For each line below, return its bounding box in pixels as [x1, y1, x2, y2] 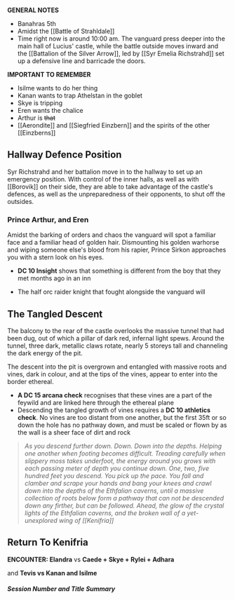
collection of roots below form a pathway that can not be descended [24, 493, 224, 502]
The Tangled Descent [7, 308, 103, 320]
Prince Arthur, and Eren [7, 214, 89, 224]
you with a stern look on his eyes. [7, 253, 104, 261]
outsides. [7, 197, 34, 205]
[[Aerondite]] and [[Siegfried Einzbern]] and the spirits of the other [17, 121, 210, 129]
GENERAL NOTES [7, 6, 60, 14]
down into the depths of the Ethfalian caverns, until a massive [24, 486, 204, 495]
